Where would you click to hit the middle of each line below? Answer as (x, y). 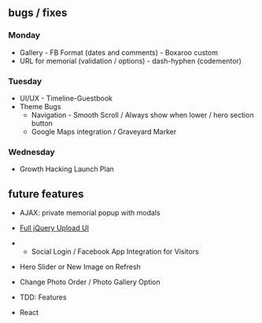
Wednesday (31, 152)
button (42, 123)
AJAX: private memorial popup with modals (90, 213)
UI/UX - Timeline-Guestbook (66, 98)
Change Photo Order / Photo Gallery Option (90, 282)
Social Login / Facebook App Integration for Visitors (115, 251)
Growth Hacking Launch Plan (66, 169)
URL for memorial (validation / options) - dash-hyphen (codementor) (131, 61)
